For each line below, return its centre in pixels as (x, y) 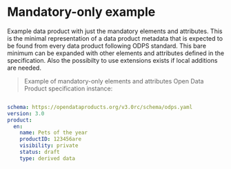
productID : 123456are (50, 139)
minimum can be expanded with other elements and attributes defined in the (116, 53)
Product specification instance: (68, 88)
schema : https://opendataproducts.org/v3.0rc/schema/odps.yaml (100, 107)
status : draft (40, 152)
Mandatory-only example (81, 12)
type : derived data (48, 158)
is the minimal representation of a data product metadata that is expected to (115, 38)
